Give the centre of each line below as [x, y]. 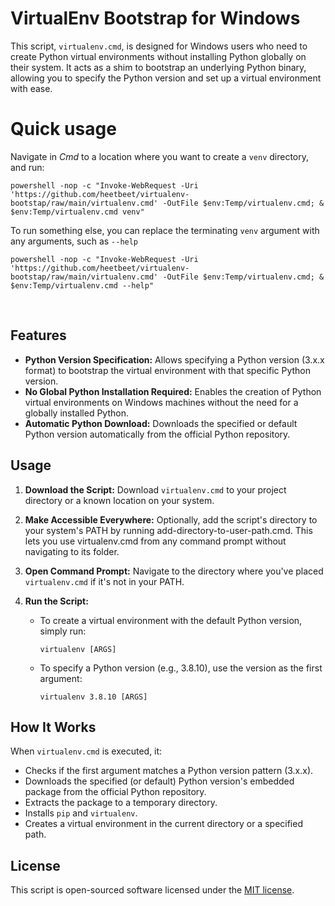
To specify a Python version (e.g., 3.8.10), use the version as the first [181, 668]
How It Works [53, 727]
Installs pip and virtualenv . [81, 813]
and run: [27, 167]
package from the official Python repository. [115, 792]
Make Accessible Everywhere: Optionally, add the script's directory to [171, 519]
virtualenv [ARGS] [78, 649]
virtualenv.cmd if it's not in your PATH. [104, 581]
